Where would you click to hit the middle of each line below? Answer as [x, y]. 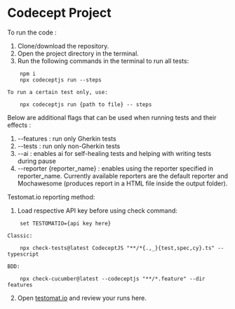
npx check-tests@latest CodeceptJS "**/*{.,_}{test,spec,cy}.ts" [117, 248]
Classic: [20, 236]
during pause [36, 161]
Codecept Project [59, 13]
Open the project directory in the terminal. [78, 53]
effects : [19, 125]
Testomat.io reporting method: [51, 197]
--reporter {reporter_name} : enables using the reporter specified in [115, 168]
